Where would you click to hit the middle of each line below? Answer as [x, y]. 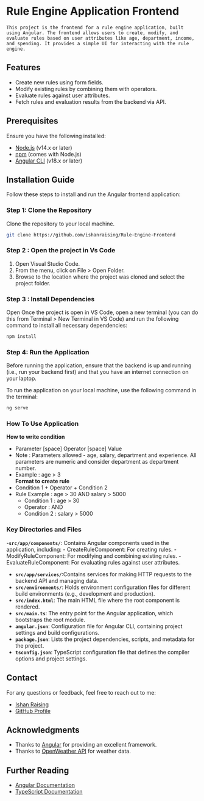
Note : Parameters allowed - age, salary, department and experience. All [106, 455]
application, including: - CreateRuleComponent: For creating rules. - [92, 549]
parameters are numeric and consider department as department [97, 462]
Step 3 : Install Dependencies [51, 299]
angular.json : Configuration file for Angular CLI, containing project [99, 626]
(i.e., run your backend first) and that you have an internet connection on [97, 372]
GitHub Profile [33, 711]
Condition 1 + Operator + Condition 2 [61, 488]
